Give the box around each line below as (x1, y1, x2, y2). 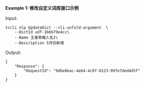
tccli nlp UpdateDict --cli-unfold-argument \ (5, 25, 109, 30)
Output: (5, 50, 21, 55)
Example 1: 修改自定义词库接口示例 (5, 5, 79, 11)
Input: (5, 15, 18, 21)
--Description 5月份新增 (14, 40, 64, 46)
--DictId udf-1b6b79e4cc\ (14, 30, 70, 35)
